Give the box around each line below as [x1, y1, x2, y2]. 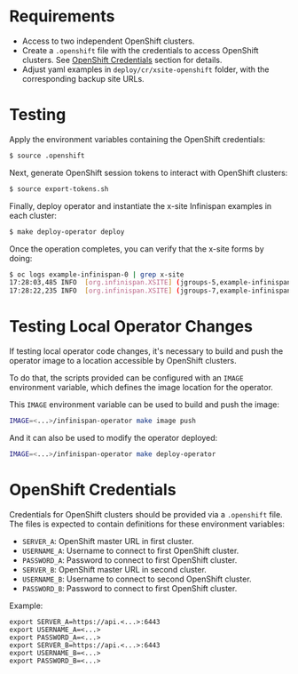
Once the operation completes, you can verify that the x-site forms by [9, 243, 264, 254]
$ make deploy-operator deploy [9, 227, 125, 237]
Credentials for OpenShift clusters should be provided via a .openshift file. [9, 509, 283, 519]
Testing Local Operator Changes [9, 317, 253, 337]
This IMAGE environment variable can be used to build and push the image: [9, 399, 280, 410]
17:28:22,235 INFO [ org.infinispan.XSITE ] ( [9, 286, 180, 295]
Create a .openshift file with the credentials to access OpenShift [21, 44, 259, 55]
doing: [9, 253, 33, 263]
